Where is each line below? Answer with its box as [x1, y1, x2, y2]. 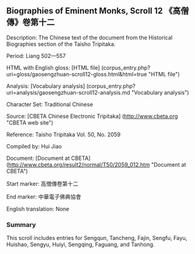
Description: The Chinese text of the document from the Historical [6, 34, 173, 41]
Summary [6, 220, 37, 229]
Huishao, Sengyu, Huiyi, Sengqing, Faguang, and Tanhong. [6, 241, 155, 249]
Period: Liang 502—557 [6, 52, 66, 59]
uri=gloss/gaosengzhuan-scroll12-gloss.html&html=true [6, 70, 147, 78]
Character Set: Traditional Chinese [6, 100, 94, 108]
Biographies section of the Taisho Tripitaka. [6, 40, 116, 48]
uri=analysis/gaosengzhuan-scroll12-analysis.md [6, 89, 130, 96]
